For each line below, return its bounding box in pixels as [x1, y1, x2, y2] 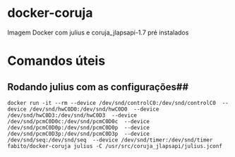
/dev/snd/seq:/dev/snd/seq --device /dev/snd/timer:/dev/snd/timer [7, 136, 213, 144]
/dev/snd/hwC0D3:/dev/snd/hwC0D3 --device [7, 111, 138, 119]
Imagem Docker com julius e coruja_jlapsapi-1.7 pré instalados [7, 28, 189, 37]
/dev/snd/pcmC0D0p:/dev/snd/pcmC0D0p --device [7, 124, 150, 131]
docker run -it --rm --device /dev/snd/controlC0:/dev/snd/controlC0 [7, 99, 217, 106]
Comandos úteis [7, 53, 106, 69]
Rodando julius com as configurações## [7, 81, 189, 93]
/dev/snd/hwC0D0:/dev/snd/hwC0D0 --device [29, 106, 159, 113]
